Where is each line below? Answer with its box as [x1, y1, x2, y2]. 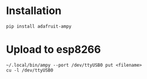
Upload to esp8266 [6, 43, 101, 56]
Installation [6, 4, 62, 18]
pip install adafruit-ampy [6, 23, 72, 29]
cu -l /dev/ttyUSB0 [6, 67, 54, 73]
